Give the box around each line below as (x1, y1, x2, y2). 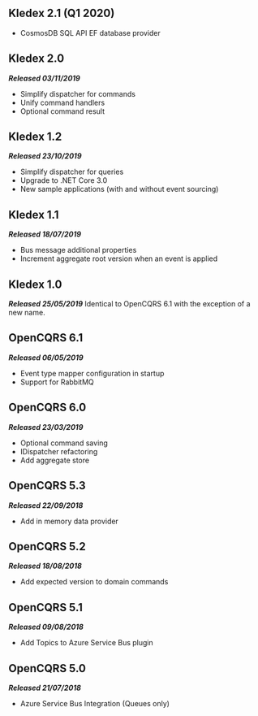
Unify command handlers (19, 98, 105, 107)
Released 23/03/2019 (8, 422, 84, 432)
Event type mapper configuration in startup (19, 368, 165, 378)
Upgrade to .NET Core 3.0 (19, 176, 108, 185)
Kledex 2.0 (8, 52, 65, 66)
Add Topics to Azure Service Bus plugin (19, 638, 153, 648)
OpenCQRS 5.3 (8, 479, 87, 493)
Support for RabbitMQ (19, 377, 95, 387)
